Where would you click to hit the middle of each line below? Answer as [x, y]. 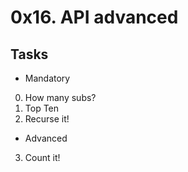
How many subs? [60, 97]
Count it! [42, 157]
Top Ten [42, 108]
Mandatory [47, 78]
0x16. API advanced [94, 17]
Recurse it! [47, 119]
